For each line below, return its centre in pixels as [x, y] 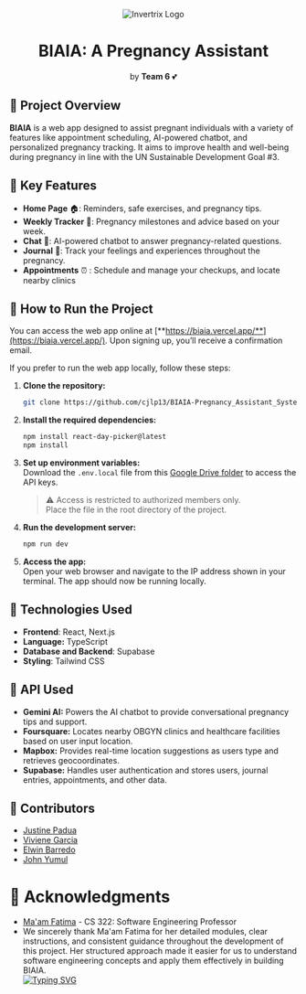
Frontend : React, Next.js [69, 632]
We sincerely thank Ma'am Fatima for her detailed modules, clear [145, 932]
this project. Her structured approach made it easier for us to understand [160, 951]
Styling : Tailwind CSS [63, 661]
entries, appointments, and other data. [95, 780]
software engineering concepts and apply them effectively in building [153, 961]
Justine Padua [50, 830]
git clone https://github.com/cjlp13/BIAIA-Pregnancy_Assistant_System [162, 402]
